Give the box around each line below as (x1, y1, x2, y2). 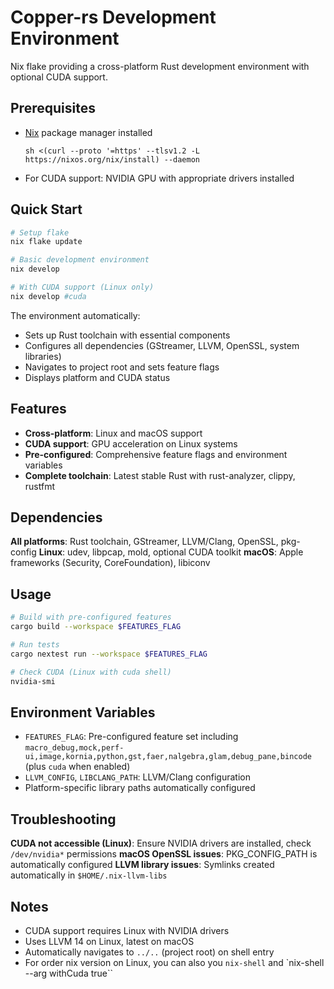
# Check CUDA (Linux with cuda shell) (10, 667, 172, 677)
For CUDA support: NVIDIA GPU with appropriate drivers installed (24, 172, 295, 184)
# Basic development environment (10, 255, 150, 265)
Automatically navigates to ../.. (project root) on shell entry (24, 946, 275, 958)
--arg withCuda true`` (24, 967, 114, 979)
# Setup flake (10, 227, 70, 238)
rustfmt (24, 480, 55, 492)
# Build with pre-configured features (10, 612, 172, 623)
